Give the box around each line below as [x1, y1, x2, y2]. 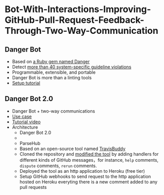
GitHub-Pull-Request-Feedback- [5, 14, 144, 26]
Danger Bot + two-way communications [12, 108, 95, 114]
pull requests [19, 184, 47, 190]
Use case [12, 113, 32, 119]
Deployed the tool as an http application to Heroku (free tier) [19, 168, 145, 174]
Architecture [12, 124, 38, 130]
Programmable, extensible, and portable [12, 69, 96, 75]
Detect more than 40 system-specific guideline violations [12, 64, 132, 70]
